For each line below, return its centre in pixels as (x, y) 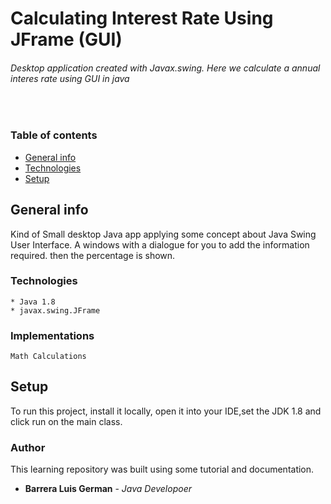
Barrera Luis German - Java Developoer (108, 489)
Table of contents (54, 135)
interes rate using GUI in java (70, 78)
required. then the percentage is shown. (93, 255)
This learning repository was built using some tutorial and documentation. (162, 469)
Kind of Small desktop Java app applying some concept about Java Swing (163, 234)
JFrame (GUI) (66, 39)
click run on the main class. (66, 421)
